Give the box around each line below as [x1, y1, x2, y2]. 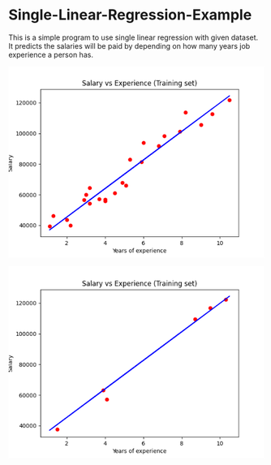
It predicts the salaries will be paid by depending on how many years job [8, 41, 251, 50]
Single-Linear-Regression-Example [8, 6, 252, 24]
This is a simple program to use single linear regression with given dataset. [8, 32, 259, 42]
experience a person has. [8, 50, 93, 59]
